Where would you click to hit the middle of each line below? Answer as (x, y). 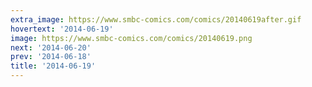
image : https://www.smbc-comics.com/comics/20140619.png (131, 38)
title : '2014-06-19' (53, 66)
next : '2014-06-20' (51, 47)
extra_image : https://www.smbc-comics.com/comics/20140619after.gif (156, 19)
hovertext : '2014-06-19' (62, 29)
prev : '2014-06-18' (51, 57)
